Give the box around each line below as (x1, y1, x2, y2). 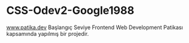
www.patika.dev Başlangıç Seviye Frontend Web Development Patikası (6, 24, 184, 31)
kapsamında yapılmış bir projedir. (6, 30, 89, 37)
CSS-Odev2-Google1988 (6, 4, 135, 18)
